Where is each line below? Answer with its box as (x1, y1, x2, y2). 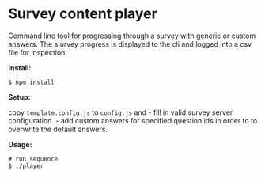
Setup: (8, 92, 31, 101)
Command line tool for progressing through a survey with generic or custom (8, 31, 256, 40)
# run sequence (8, 155, 59, 163)
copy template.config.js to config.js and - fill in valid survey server (8, 108, 233, 117)
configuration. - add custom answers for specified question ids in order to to (8, 116, 258, 125)
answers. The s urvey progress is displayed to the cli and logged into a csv (8, 39, 252, 48)
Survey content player (8, 5, 158, 23)
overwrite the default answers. (8, 124, 108, 134)
